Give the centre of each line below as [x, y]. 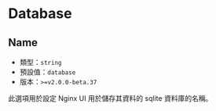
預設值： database [48, 72]
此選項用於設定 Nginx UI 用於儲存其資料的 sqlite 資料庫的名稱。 [110, 98]
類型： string [40, 62]
